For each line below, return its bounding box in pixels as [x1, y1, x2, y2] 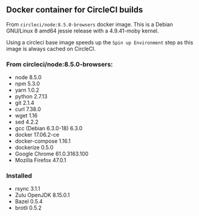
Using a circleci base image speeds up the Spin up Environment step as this [6, 38, 194, 46]
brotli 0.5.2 [14, 204, 42, 212]
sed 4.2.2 [14, 118, 39, 125]
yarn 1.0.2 [14, 86, 40, 94]
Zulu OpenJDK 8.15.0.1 [14, 191, 70, 199]
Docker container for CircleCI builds [6, 5, 143, 15]
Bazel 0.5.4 [14, 198, 43, 205]
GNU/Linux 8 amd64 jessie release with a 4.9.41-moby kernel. [6, 27, 159, 34]
